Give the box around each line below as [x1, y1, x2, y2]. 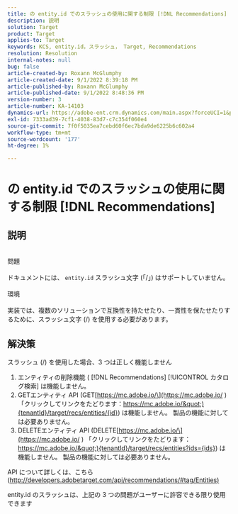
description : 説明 [7, 17, 59, 24]
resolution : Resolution [7, 50, 78, 57]
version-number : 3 [7, 96, 62, 104]
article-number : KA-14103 [7, 103, 84, 110]
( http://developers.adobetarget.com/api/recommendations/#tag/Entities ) [7, 476, 220, 484]
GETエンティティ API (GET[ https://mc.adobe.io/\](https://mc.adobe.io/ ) [17, 391, 227, 399]
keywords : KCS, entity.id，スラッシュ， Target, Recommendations [7, 43, 197, 50]
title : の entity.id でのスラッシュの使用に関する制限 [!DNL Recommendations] [7, 10, 227, 18]
